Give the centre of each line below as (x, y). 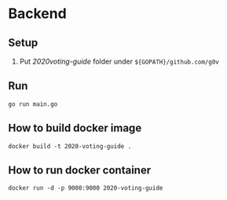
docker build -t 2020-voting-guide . (70, 146)
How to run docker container (80, 171)
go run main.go (33, 104)
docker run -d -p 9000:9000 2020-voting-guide (86, 188)
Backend (37, 14)
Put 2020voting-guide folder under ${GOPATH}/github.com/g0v (119, 61)
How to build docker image (75, 128)
